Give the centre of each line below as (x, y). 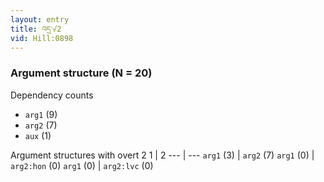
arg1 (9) (41, 114)
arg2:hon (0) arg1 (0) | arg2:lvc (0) (82, 165)
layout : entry (40, 19)
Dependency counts (52, 95)
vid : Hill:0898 (42, 38)
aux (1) (38, 135)
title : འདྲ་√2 (36, 29)
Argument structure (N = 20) (81, 73)
